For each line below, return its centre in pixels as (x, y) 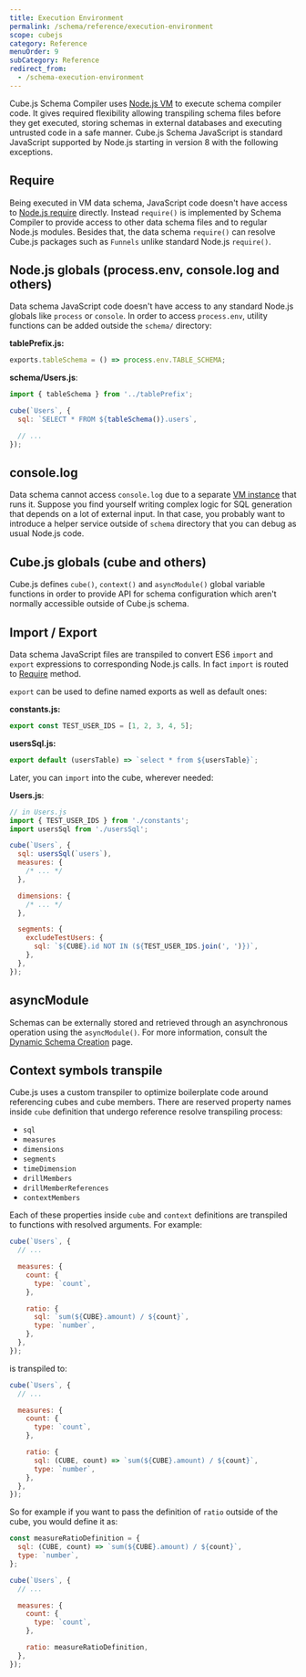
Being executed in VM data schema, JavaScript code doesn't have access (149, 203)
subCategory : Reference (55, 60)
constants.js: (35, 710)
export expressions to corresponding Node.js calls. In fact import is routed (149, 664)
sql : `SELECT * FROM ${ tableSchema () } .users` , (107, 419)
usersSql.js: (33, 743)
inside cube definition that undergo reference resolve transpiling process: (146, 1112)
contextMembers (51, 1198)
